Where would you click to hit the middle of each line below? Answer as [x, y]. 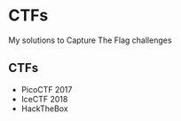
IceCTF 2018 [44, 99]
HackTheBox [44, 109]
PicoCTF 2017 [47, 89]
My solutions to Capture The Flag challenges [90, 40]
